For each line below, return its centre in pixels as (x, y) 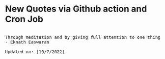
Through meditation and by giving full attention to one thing (83, 37)
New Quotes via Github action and (76, 9)
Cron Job (24, 19)
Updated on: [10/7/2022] (35, 52)
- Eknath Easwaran (27, 42)
